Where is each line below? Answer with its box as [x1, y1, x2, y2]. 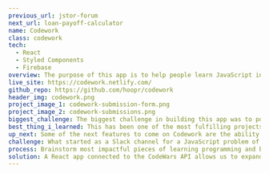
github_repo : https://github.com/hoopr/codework [8, 85, 174, 94]
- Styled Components [15, 57, 84, 65]
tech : [8, 41, 26, 49]
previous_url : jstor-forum [8, 11, 98, 20]
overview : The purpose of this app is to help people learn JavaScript [8, 71, 252, 79]
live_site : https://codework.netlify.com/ [8, 78, 152, 86]
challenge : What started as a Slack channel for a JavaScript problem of [8, 137, 260, 146]
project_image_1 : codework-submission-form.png [8, 100, 171, 108]
